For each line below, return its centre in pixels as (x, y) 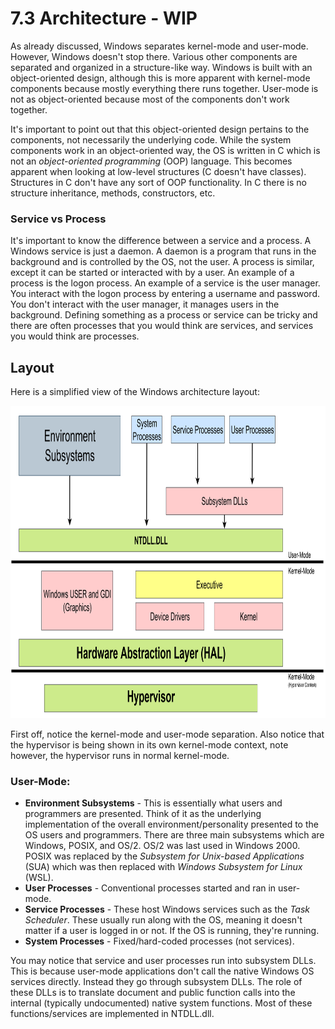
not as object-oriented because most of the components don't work (150, 99)
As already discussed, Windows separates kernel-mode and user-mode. (159, 46)
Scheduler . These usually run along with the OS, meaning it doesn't (163, 920)
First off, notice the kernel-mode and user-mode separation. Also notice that (167, 734)
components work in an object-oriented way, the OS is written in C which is (165, 150)
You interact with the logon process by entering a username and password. (165, 294)
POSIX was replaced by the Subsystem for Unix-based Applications (164, 856)
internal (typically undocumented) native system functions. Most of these (161, 1003)
